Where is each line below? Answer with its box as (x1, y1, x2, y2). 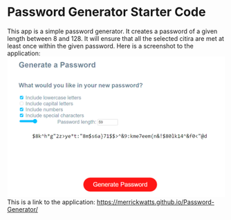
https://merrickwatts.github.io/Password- (96, 198, 214, 206)
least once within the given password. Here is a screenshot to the (7, 42, 194, 50)
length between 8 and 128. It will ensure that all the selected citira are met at (7, 34, 225, 42)
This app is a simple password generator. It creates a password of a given (7, 27, 218, 35)
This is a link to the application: (7, 198, 95, 206)
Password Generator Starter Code (7, 4, 206, 20)
